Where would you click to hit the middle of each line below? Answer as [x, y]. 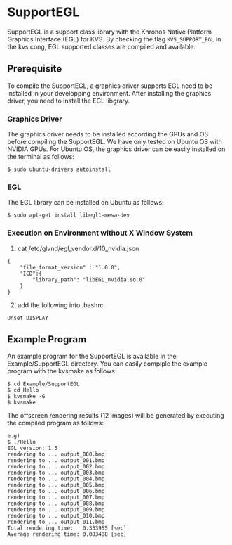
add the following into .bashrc [60, 305]
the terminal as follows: [41, 157]
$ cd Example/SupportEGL [43, 384]
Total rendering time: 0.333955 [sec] [67, 528]
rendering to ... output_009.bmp [56, 510]
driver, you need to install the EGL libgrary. [69, 101]
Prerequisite [35, 69]
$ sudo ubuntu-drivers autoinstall [59, 169]
